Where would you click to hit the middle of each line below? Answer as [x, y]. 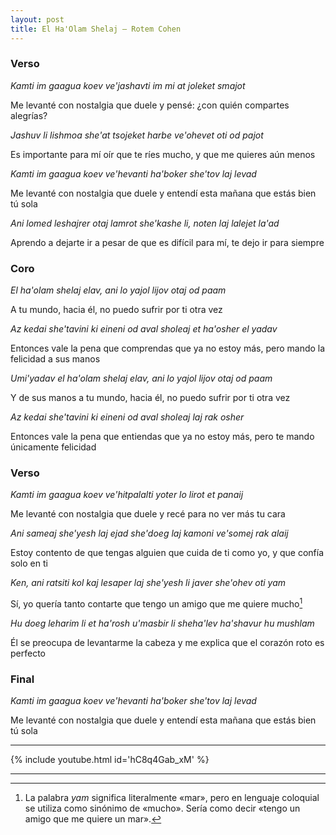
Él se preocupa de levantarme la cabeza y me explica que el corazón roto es [167, 643]
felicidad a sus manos [55, 359]
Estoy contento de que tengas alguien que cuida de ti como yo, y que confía [167, 553]
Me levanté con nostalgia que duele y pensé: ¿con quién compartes [150, 105]
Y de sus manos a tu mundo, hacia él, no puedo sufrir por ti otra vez [150, 398]
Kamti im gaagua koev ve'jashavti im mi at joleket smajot [128, 85]
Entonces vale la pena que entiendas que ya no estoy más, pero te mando [162, 437]
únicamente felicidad [53, 447]
